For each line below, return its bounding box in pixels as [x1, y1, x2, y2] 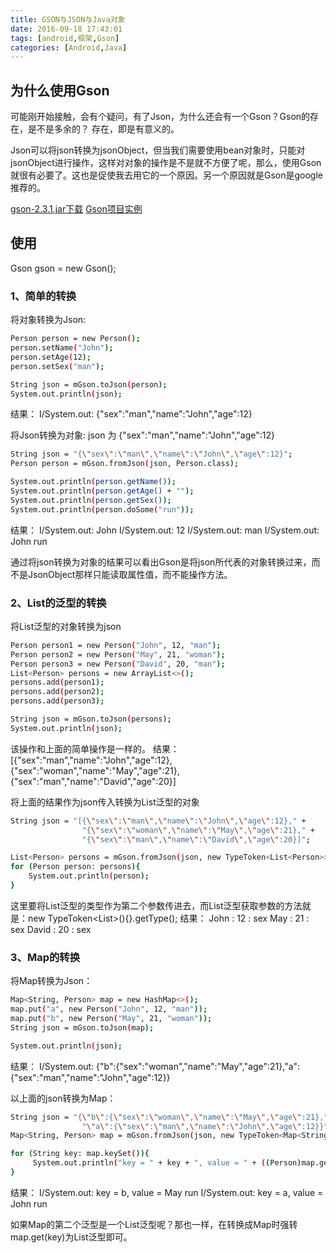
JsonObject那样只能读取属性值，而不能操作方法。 [27, 568, 233, 580]
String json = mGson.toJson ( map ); [10, 1022, 155, 1033]
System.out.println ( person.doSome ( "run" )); [10, 504, 195, 515]
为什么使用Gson [10, 82, 110, 99]
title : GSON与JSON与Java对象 [10, 14, 126, 25]
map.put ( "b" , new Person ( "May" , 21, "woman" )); [10, 1014, 213, 1024]
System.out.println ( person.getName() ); [10, 477, 177, 487]
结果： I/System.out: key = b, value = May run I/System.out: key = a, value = [10, 1186, 324, 1198]
